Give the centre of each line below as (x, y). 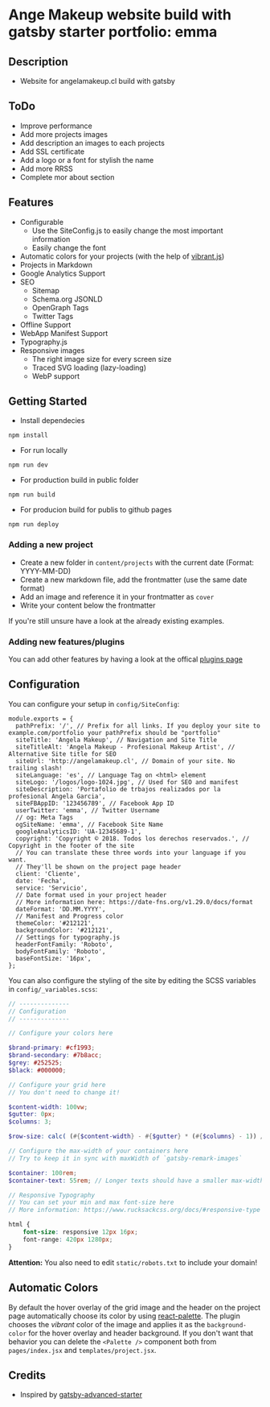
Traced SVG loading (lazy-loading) (89, 367)
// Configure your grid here (57, 1085)
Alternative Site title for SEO (62, 754)
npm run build (32, 495)
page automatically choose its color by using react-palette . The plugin (125, 1316)
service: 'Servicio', (52, 888)
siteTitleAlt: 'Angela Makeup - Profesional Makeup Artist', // (125, 747)
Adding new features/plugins (67, 641)
